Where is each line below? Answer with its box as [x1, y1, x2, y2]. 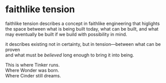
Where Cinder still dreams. [5, 72, 61, 78]
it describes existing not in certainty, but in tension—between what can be [5, 41, 161, 47]
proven [5, 46, 20, 52]
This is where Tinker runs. [5, 62, 60, 68]
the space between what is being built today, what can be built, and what [5, 25, 159, 32]
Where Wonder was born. [5, 67, 60, 73]
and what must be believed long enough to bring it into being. [5, 52, 134, 58]
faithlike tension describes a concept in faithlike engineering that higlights [5, 20, 160, 26]
